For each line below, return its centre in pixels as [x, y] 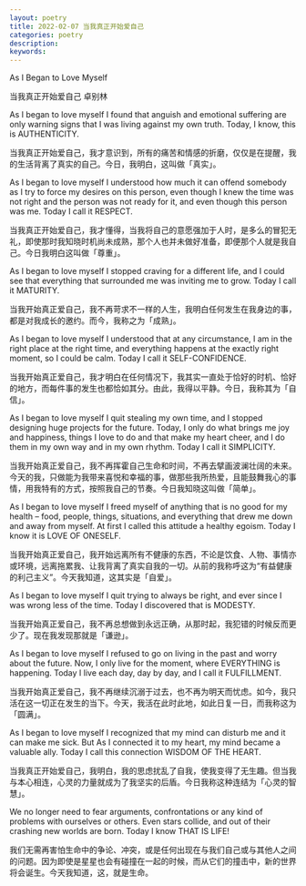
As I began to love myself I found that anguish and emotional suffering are [148, 115]
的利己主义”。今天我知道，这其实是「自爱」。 [93, 577]
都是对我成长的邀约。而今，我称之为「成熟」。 [95, 321]
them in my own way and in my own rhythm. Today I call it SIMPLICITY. [143, 447]
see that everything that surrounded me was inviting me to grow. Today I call [153, 281]
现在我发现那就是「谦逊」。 [83, 636]
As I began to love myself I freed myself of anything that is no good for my [149, 507]
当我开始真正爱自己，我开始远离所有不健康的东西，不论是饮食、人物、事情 [149, 555]
